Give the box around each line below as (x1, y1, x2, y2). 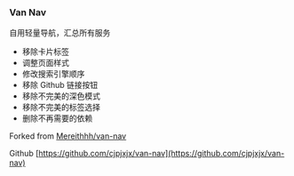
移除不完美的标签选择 (21, 102, 100, 113)
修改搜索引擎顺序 (21, 68, 85, 79)
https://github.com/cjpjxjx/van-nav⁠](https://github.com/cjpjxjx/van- (38, 148, 285, 159)
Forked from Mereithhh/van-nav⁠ (9, 131, 127, 141)
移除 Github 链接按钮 (21, 80, 99, 91)
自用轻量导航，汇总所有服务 (9, 28, 111, 38)
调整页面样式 (21, 58, 69, 68)
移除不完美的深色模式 (21, 91, 100, 101)
